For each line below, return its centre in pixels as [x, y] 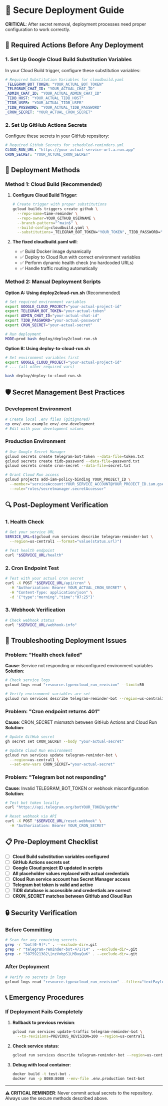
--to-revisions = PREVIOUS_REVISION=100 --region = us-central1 [81, 1036]
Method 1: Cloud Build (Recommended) [54, 184]
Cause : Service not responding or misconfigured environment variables [79, 666]
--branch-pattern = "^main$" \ [47, 223]
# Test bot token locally [32, 803]
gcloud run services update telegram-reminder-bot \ [61, 755]
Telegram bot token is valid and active [53, 885]
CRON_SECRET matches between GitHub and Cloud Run [72, 896]
